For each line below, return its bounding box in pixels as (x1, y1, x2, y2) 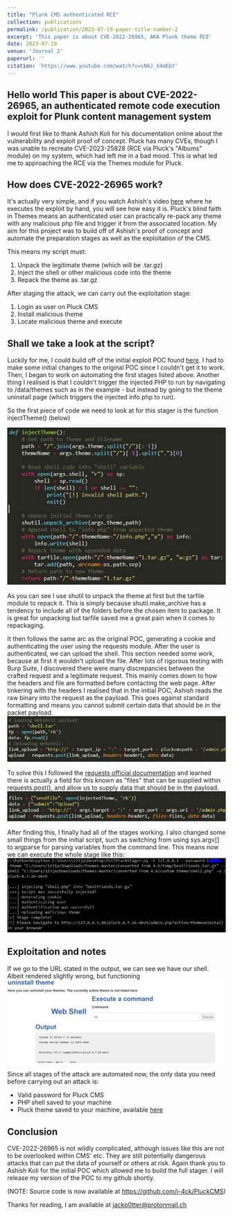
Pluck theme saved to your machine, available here (17, 1106, 163, 1114)
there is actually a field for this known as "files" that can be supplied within (7, 776, 221, 784)
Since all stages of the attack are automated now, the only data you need (7, 1070, 216, 1078)
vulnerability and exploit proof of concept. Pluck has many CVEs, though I (7, 136, 218, 145)
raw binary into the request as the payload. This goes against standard (7, 694, 209, 702)
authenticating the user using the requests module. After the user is (7, 642, 200, 651)
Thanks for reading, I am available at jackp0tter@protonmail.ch (7, 1201, 187, 1209)
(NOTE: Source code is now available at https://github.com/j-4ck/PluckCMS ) (7, 1188, 226, 1196)
